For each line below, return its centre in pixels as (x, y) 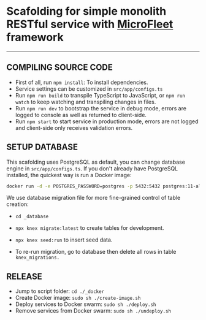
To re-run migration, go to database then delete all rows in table (96, 252)
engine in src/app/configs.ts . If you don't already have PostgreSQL (92, 168)
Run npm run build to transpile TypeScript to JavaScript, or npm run (100, 95)
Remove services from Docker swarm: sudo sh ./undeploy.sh (93, 311)
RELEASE (25, 276)
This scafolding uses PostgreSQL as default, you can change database (96, 162)
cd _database (32, 217)
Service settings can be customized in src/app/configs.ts (89, 89)
